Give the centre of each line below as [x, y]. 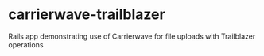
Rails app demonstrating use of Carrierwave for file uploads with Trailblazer [132, 36]
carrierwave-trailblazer [87, 15]
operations [26, 44]
